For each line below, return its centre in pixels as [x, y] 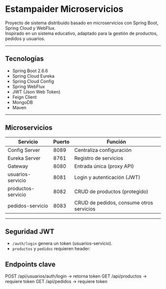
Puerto [62, 142]
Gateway [18, 166]
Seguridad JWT [30, 231]
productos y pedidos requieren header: [51, 249]
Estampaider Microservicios [64, 9]
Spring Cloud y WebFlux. [30, 28]
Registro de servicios [99, 158]
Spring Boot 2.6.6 [30, 71]
